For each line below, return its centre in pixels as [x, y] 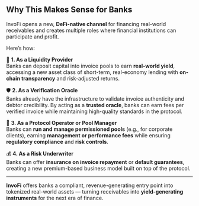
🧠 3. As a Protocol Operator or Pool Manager [62, 123]
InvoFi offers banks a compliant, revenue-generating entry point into [90, 185]
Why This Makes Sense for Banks [69, 10]
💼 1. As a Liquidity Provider [40, 59]
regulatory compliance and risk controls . [57, 141]
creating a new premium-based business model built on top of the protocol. [98, 168]
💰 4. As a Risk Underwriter [40, 153]
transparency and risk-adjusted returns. [70, 78]
